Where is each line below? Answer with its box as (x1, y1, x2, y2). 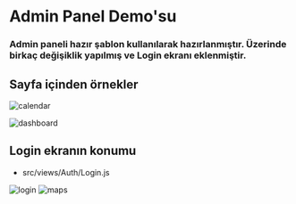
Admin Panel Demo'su (9, 6, 177, 27)
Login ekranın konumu (9, 143, 137, 159)
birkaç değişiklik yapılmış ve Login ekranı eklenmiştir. (9, 49, 247, 61)
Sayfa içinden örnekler (9, 77, 139, 92)
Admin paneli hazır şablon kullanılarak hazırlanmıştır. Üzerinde (9, 38, 287, 51)
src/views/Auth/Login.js (21, 167, 110, 177)
